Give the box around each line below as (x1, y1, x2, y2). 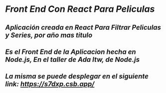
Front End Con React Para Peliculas (5, 3, 155, 15)
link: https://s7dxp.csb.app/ (5, 80, 95, 89)
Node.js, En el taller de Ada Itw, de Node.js (5, 55, 140, 64)
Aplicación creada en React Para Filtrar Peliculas (5, 23, 161, 32)
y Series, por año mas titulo (5, 31, 93, 39)
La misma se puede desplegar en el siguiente (5, 72, 149, 81)
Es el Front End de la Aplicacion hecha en (5, 47, 136, 56)
